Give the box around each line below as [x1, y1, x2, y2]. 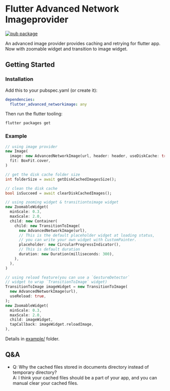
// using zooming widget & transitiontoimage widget [5, 200, 119, 205]
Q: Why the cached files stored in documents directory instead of [12, 364, 149, 370]
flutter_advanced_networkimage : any [10, 102, 87, 107]
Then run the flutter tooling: [5, 111, 63, 117]
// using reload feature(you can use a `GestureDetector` [5, 275, 130, 280]
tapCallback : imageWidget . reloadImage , [10, 322, 94, 327]
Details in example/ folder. [5, 336, 60, 342]
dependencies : [5, 97, 35, 102]
